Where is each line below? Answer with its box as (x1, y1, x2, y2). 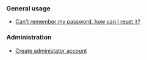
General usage (6, 4, 51, 13)
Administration (6, 33, 52, 42)
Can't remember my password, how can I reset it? (15, 18, 141, 25)
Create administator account (15, 47, 87, 54)
